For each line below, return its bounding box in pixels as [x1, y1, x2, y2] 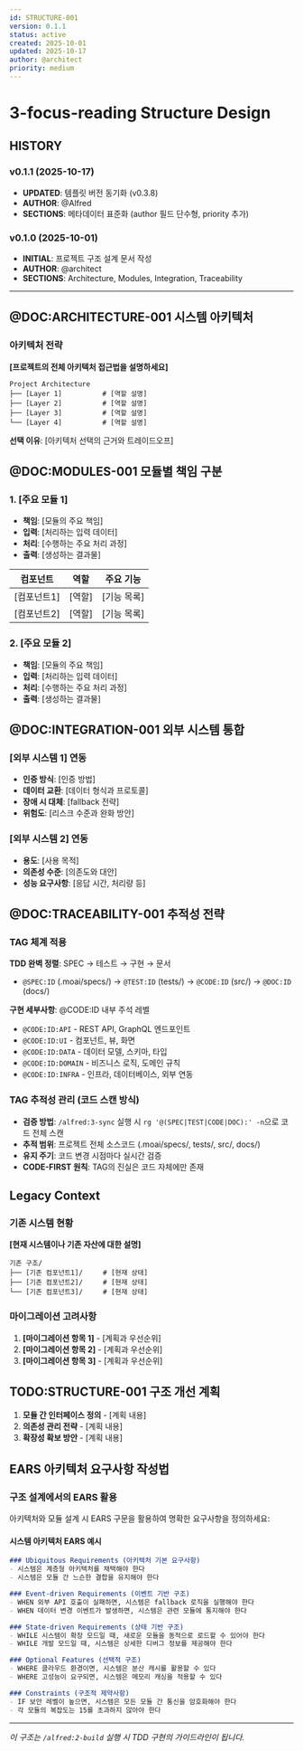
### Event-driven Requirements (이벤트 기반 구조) [9, 1589, 190, 1598]
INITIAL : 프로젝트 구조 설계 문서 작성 [22, 253, 152, 264]
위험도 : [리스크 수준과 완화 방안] [22, 808, 135, 819]
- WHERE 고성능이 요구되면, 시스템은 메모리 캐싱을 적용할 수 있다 [9, 1672, 223, 1681]
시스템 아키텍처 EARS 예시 [9, 1535, 102, 1547]
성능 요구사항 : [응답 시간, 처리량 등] [22, 877, 146, 888]
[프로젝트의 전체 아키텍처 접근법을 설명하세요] [9, 361, 169, 372]
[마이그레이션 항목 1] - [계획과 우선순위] [22, 1332, 161, 1343]
